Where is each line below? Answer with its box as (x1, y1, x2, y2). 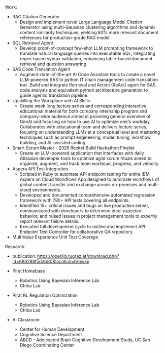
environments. (32, 187, 62, 193)
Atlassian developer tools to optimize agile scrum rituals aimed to (19, 156, 152, 161)
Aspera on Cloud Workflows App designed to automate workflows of (19, 176, 160, 182)
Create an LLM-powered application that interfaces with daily (19, 150, 144, 156)
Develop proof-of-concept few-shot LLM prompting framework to (19, 45, 154, 51)
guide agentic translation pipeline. (19, 92, 89, 98)
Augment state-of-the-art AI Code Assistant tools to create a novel (19, 72, 155, 77)
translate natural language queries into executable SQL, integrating (19, 50, 156, 56)
